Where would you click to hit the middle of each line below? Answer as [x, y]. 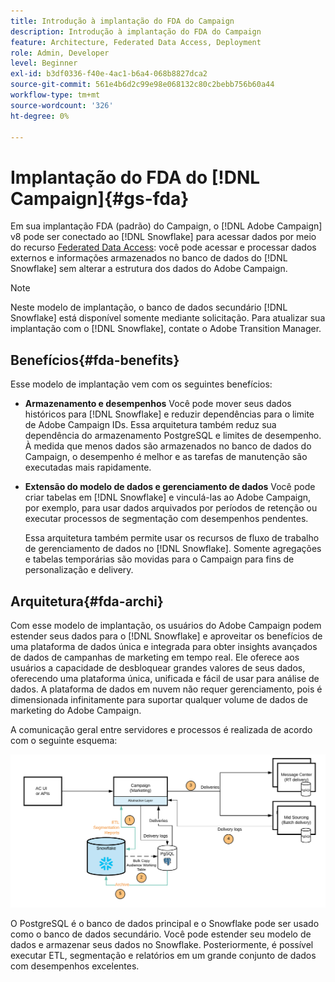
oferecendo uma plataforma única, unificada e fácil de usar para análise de [165, 678]
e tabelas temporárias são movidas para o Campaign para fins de [159, 559]
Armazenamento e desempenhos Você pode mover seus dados [158, 404]
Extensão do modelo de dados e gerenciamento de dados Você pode [170, 487]
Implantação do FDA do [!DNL [135, 177]
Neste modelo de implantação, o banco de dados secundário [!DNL [149, 307]
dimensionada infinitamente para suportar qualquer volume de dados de [159, 699]
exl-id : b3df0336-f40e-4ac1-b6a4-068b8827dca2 [109, 74]
